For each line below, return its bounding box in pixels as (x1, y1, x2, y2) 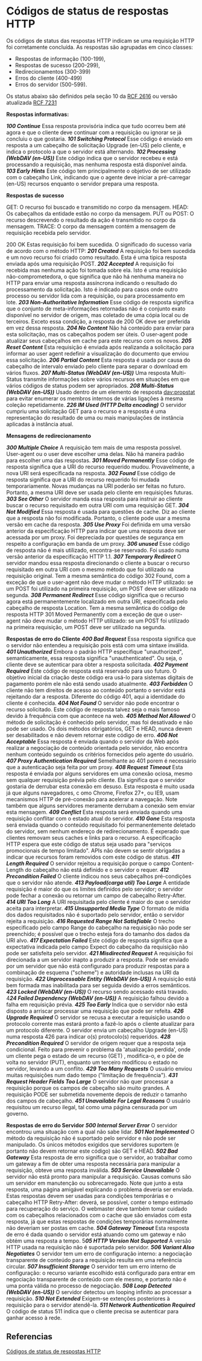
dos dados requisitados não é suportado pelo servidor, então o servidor (6, 911, 185, 918)
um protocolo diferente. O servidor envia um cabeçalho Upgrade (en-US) (6, 1026, 188, 1034)
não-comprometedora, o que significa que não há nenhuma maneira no (6, 273, 184, 280)
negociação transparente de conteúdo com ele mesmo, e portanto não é (6, 1275, 187, 1283)
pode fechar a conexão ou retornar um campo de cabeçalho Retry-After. (6, 892, 186, 899)
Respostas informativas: (6, 110, 69, 118)
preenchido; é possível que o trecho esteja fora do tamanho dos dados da (6, 930, 190, 937)
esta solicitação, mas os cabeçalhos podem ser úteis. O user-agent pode (6, 330, 188, 338)
